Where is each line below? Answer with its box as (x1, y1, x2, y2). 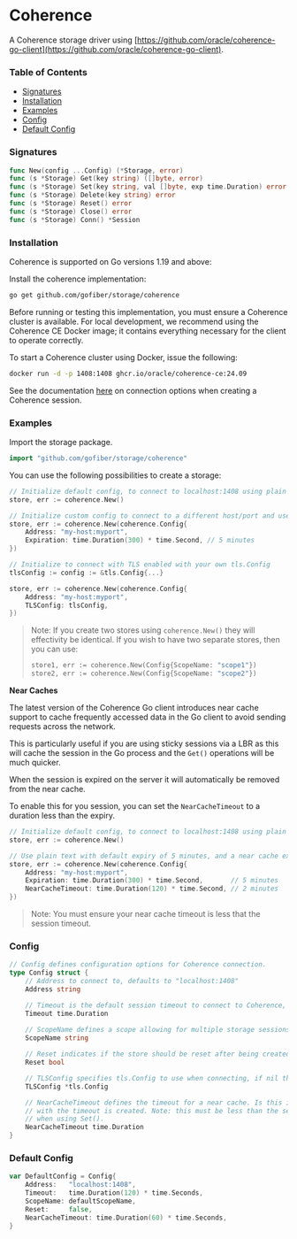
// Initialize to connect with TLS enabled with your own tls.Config (9, 560, 271, 569)
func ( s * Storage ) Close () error (9, 207, 133, 216)
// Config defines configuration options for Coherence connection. (9, 960, 267, 969)
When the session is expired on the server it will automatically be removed (9, 774, 280, 784)
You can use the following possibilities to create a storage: (9, 470, 222, 481)
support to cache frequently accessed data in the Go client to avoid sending (9, 712, 286, 722)
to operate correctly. (9, 335, 84, 345)
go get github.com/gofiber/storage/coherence (9, 290, 179, 299)
